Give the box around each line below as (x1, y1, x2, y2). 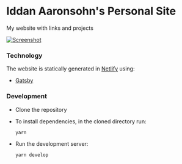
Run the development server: (15, 140, 89, 148)
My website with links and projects (6, 24, 93, 32)
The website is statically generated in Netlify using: (6, 65, 135, 72)
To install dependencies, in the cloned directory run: (15, 117, 147, 125)
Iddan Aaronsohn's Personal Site (6, 4, 177, 18)
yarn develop (15, 152, 49, 159)
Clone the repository (15, 106, 67, 113)
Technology (6, 51, 43, 60)
